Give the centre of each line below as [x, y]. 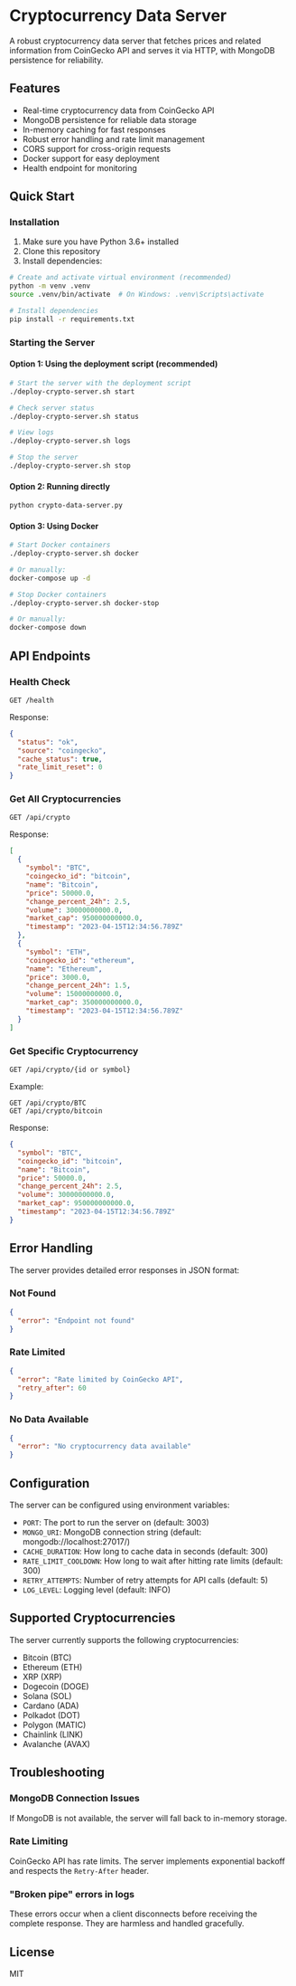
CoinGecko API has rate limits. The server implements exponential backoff [148, 1861]
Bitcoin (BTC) [47, 1658]
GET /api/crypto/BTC [48, 1103]
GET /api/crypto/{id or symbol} [70, 1069]
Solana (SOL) [47, 1696]
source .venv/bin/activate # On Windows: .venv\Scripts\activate [137, 295]
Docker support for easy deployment [91, 158]
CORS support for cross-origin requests [97, 148]
